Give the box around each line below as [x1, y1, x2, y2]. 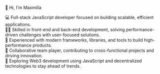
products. [32, 42, 53, 48]
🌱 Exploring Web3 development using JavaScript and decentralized [5, 58, 142, 64]
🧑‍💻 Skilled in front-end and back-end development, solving [5, 27, 125, 32]
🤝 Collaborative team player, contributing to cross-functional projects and [5, 48, 154, 53]
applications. [5, 22, 31, 27]
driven [5, 32, 18, 38]
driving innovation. [5, 53, 43, 58]
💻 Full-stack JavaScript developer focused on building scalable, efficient [5, 15, 154, 20]
